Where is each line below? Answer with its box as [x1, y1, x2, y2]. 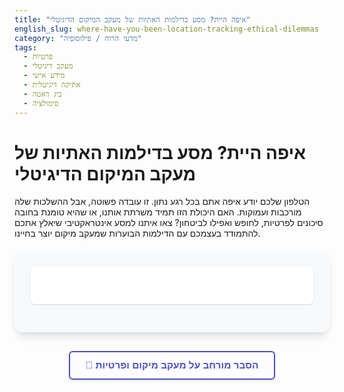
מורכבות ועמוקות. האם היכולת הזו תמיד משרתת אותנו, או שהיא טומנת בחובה [14, 206, 302, 218]
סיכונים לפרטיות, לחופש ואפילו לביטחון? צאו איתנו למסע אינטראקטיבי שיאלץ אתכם [14, 217, 324, 229]
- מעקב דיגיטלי [23, 61, 74, 71]
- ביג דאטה [23, 89, 62, 99]
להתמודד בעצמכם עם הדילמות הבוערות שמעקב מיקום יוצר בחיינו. [14, 227, 261, 240]
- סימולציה [23, 98, 59, 108]
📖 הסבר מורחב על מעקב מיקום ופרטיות [85, 359, 259, 371]
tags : [14, 42, 37, 53]
